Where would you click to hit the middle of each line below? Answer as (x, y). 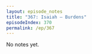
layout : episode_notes (34, 11)
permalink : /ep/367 (30, 28)
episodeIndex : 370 (29, 22)
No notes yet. (23, 45)
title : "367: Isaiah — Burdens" (46, 17)
